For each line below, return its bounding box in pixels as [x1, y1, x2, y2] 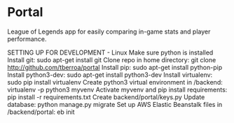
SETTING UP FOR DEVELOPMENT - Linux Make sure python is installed [7, 48, 214, 57]
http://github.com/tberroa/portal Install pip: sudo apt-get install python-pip [7, 63, 223, 71]
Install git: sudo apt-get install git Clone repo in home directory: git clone [7, 55, 216, 64]
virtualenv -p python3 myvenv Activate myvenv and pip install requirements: [7, 85, 228, 94]
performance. [7, 34, 47, 43]
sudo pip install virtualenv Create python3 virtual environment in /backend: [7, 78, 223, 86]
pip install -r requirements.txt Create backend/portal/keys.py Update [7, 92, 205, 101]
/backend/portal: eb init [7, 108, 75, 116]
